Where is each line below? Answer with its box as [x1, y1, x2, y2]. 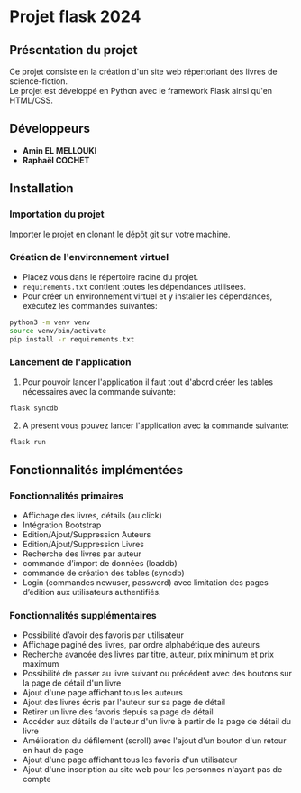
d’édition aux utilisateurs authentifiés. [22, 587, 161, 598]
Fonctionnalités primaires [9, 490, 124, 502]
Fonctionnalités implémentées [9, 462, 184, 478]
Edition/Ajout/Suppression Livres [22, 539, 145, 550]
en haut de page [22, 745, 84, 756]
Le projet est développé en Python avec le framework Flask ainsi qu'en [9, 86, 273, 96]
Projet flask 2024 [9, 6, 141, 27]
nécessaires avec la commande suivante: [22, 386, 176, 396]
